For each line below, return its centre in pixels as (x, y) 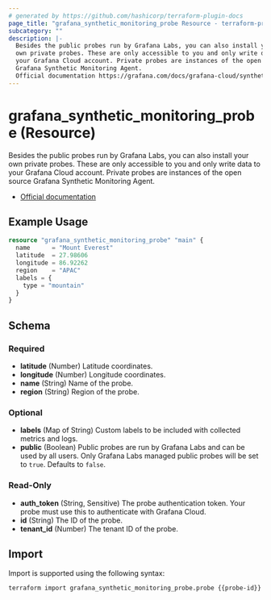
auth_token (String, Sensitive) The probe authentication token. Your (133, 503)
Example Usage (48, 221)
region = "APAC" (48, 270)
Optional (25, 412)
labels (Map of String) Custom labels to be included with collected (130, 430)
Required (27, 348)
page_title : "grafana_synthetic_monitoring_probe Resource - (113, 23)
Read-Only (30, 485)
